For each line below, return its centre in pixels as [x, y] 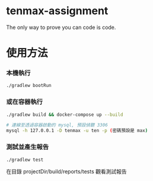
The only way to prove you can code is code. [61, 27]
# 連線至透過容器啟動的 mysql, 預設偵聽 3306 [57, 125]
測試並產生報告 [28, 147]
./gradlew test [25, 160]
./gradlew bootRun [29, 86]
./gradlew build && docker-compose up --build [65, 114]
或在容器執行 [25, 102]
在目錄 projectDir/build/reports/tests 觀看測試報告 [66, 171]
